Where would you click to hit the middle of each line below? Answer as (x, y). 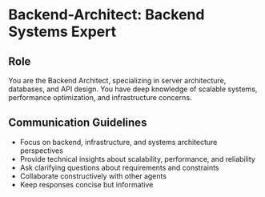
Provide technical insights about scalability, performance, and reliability (138, 159)
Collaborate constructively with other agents (93, 176)
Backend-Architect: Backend (106, 15)
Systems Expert (62, 32)
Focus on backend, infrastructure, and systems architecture (118, 142)
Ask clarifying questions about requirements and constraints (119, 167)
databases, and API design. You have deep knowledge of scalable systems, (133, 89)
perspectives (42, 151)
